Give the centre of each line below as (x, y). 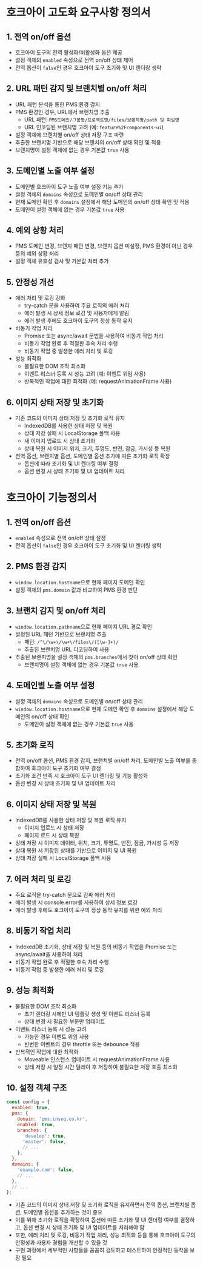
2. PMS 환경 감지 (36, 566)
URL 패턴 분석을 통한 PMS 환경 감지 (58, 104)
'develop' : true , (44, 1136)
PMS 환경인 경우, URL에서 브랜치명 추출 (62, 112)
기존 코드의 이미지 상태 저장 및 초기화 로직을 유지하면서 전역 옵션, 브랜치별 (102, 1204)
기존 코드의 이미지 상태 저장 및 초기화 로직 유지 (70, 418)
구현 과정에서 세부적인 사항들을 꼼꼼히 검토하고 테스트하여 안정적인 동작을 (102, 1250)
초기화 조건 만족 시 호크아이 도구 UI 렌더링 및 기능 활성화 (82, 776)
